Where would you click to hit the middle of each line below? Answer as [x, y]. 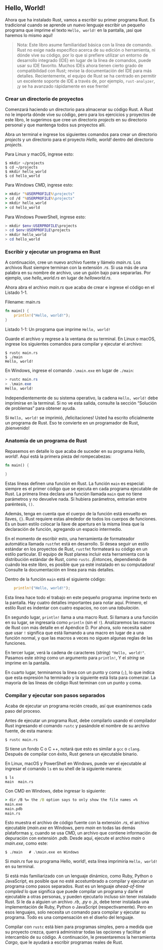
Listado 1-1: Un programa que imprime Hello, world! [58, 330]
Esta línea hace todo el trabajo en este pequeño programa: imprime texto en [81, 597]
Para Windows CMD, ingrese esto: [39, 185]
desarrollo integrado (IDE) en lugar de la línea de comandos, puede [84, 60]
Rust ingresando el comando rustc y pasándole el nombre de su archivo [77, 725]
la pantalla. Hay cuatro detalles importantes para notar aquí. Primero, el [76, 602]
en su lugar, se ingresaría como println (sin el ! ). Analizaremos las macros [80, 622]
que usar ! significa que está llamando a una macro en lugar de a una [74, 633]
